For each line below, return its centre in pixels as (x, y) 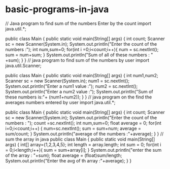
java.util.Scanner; (23, 65)
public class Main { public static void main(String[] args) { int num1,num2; (82, 75)
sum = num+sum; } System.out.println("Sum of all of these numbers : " (79, 55)
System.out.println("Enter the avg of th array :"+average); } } (69, 160)
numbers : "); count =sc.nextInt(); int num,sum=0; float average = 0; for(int (83, 123)
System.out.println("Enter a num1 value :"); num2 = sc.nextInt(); (72, 86)
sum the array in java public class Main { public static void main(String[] (80, 139)
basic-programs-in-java (57, 9)
